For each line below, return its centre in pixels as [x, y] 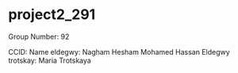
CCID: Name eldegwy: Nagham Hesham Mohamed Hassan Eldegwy [119, 52]
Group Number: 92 [39, 36]
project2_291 [52, 15]
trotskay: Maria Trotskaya [50, 60]
